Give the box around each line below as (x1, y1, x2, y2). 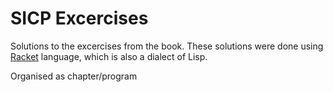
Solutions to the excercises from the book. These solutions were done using (10, 40, 324, 52)
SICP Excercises (10, 7, 149, 30)
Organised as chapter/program (10, 70, 138, 82)
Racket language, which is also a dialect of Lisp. (10, 50, 208, 62)
